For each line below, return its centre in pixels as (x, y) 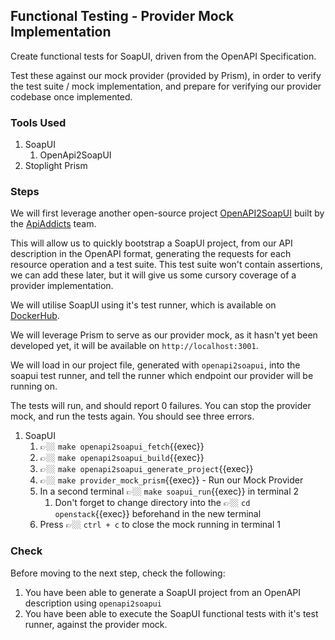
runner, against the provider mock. (96, 624)
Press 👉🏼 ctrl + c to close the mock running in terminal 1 (160, 525)
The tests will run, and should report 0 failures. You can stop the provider (161, 406)
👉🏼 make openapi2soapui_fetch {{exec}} (122, 446)
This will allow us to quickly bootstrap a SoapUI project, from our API (151, 243)
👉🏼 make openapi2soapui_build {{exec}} (122, 458)
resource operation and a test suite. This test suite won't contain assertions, (166, 265)
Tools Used (38, 122)
